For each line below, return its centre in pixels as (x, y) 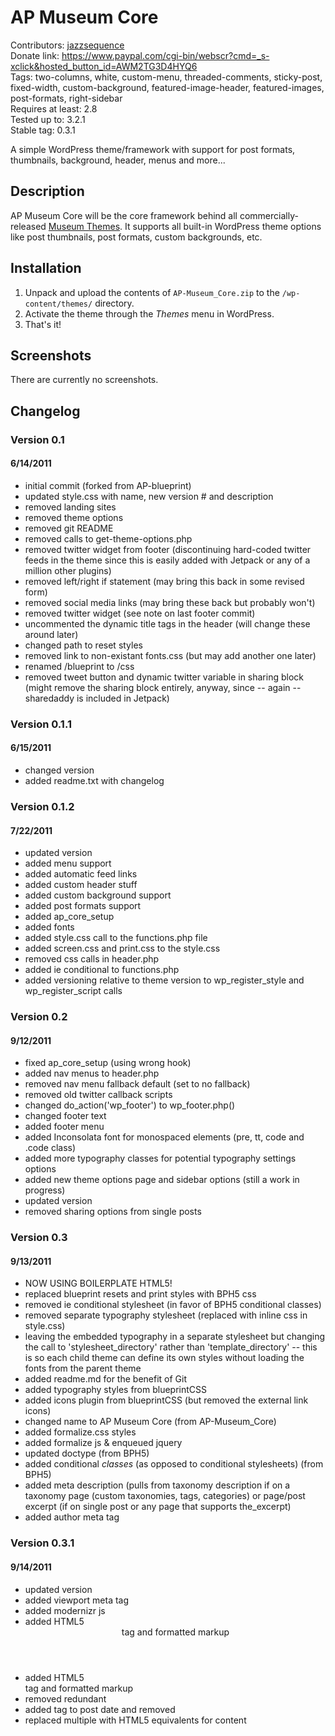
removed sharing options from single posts (113, 1212)
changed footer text (65, 1116)
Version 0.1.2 (42, 806)
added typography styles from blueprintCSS (116, 1390)
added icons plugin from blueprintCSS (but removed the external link (166, 1400)
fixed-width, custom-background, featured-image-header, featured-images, (167, 87)
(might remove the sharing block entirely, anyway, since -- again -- (163, 687)
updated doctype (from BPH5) (87, 1453)
